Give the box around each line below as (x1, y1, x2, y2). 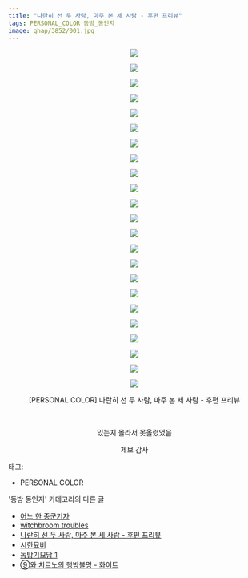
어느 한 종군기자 (19, 511, 70, 521)
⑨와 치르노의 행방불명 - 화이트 (19, 560, 119, 570)
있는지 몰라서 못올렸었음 (97, 428, 172, 438)
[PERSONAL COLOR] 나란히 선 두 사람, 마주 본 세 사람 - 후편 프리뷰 (28, 395, 241, 405)
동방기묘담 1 (19, 550, 58, 560)
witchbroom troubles (19, 520, 89, 530)
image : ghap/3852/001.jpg (8, 26, 94, 34)
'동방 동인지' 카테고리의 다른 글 (8, 495, 105, 504)
